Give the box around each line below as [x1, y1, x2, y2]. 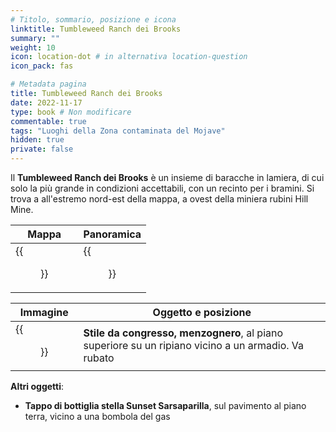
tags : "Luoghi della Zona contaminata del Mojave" [10, 126, 226, 136]
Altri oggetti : [10, 381, 65, 392]
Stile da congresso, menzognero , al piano [83, 326, 284, 340]
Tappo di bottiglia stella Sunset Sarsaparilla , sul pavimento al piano [24, 400, 307, 411]
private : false [10, 144, 74, 155]
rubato [83, 351, 115, 365]
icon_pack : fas [10, 61, 74, 71]
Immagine [19, 306, 69, 319]
